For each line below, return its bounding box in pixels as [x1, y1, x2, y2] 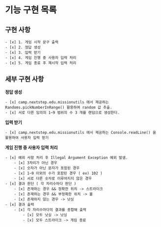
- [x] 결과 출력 [5, 202, 34, 207]
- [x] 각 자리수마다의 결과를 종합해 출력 [14, 207, 87, 212]
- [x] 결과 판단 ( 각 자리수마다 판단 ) [5, 181, 77, 186]
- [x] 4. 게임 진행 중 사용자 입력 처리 [5, 55, 77, 60]
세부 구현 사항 [5, 75, 44, 83]
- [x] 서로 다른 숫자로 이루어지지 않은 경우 [14, 176, 92, 181]
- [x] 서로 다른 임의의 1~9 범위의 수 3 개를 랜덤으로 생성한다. [5, 110, 120, 115]
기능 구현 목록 [5, 4, 57, 16]
